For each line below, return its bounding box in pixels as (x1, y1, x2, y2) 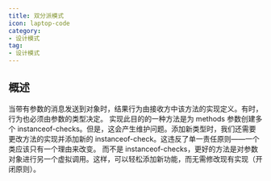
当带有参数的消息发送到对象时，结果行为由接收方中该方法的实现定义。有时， (8, 104, 263, 113)
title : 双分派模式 (8, 11, 65, 20)
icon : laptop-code (8, 19, 70, 27)
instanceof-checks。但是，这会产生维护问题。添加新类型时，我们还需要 (17, 124, 256, 134)
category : (8, 27, 42, 35)
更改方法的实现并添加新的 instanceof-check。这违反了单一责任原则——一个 (8, 134, 260, 143)
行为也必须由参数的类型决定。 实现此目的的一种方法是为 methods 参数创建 (8, 113, 256, 123)
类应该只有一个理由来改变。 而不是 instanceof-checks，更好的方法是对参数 (8, 144, 258, 154)
